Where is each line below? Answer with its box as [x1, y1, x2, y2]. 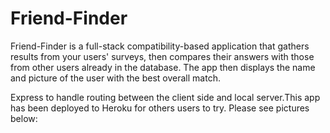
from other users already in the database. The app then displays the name [10, 61, 316, 73]
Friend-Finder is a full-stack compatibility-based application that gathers [10, 40, 310, 52]
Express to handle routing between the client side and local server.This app [10, 91, 321, 103]
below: [10, 112, 38, 124]
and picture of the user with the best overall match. [10, 72, 221, 84]
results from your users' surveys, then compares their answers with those [10, 50, 315, 62]
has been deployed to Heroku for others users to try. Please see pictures [10, 102, 310, 114]
